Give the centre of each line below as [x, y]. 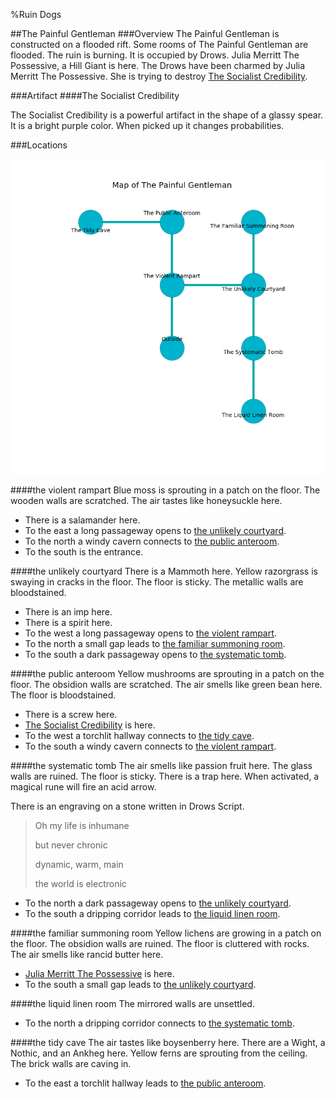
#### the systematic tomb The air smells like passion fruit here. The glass [161, 765]
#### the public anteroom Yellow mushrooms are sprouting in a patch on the [167, 673]
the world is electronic [80, 883]
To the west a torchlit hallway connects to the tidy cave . [139, 735]
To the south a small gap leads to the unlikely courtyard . [140, 984]
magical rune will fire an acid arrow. [83, 787]
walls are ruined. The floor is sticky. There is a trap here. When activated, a [165, 776]
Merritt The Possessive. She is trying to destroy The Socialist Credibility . [159, 76]
